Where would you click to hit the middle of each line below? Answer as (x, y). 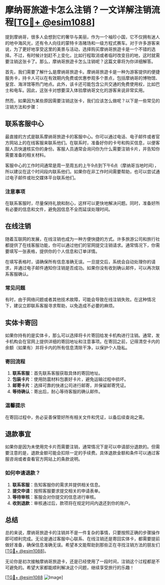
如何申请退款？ (23, 473)
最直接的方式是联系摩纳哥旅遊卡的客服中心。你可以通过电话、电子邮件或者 (80, 136)
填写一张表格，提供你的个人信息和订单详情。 (54, 251)
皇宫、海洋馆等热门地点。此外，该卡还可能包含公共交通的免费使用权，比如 (80, 84)
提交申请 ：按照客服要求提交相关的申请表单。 (57, 491)
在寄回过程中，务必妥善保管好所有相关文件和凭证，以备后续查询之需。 (76, 417)
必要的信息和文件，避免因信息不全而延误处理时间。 (61, 210)
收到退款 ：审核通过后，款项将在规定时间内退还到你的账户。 (72, 503)
